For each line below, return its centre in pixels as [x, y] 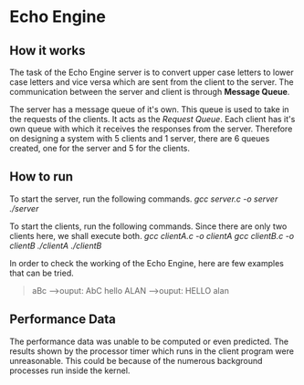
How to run [42, 177]
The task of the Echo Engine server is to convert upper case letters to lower [152, 72]
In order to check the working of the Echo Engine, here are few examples [147, 263]
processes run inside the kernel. [70, 370]
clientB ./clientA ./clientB [56, 245]
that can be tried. [42, 273]
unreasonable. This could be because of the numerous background [136, 360]
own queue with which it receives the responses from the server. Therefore [151, 129]
